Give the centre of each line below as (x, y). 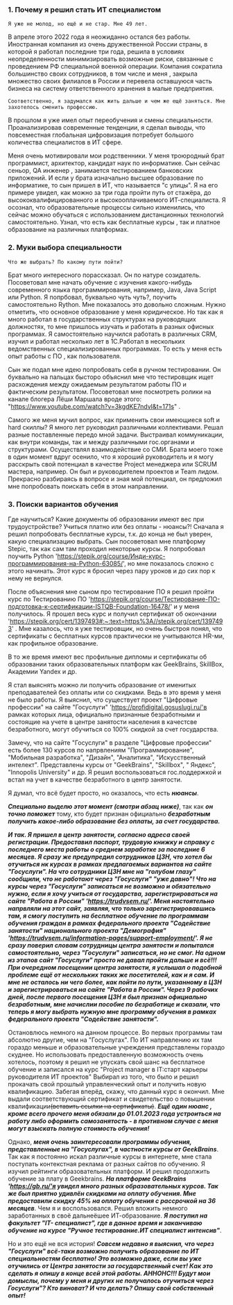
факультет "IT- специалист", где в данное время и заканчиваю (105, 1222)
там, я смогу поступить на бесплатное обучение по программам (108, 916)
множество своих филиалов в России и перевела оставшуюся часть (110, 81)
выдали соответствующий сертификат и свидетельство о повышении (111, 1099)
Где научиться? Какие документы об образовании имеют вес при (106, 519)
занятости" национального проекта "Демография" (87, 930)
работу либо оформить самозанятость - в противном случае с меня (113, 1121)
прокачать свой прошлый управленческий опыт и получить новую (107, 1084)
